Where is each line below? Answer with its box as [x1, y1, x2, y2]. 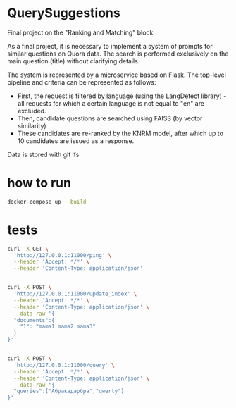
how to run [7, 175, 72, 191]
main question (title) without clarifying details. [7, 56, 140, 65]
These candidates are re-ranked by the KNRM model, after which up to [17, 129, 224, 137]
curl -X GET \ [7, 245, 49, 252]
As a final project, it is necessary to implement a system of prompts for [7, 42, 213, 50]
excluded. [17, 106, 46, 115]
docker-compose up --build [7, 198, 87, 205]
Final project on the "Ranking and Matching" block [7, 28, 154, 37]
